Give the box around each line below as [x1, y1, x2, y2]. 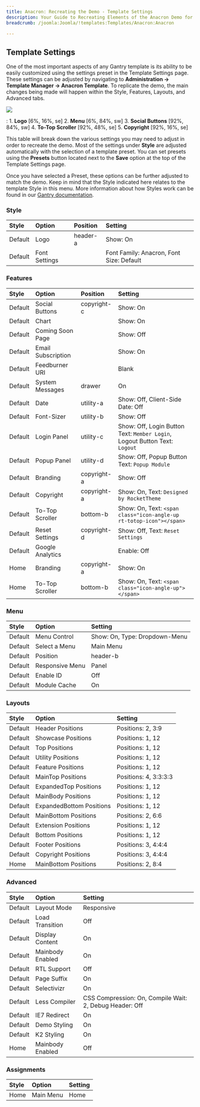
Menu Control [35, 633, 74, 641]
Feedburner [35, 360, 68, 369]
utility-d [80, 456, 104, 464]
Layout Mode [35, 904, 73, 912]
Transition [35, 920, 64, 929]
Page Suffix [35, 974, 68, 982]
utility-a [80, 399, 104, 407]
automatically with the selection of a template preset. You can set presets [6, 148, 186, 155]
